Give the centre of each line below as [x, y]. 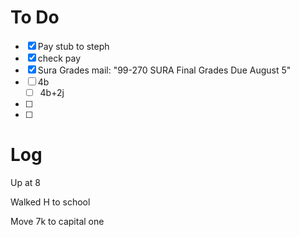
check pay [59, 58]
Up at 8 [25, 182]
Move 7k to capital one [57, 221]
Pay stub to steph [73, 46]
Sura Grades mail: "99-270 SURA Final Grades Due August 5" [164, 70]
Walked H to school [50, 202]
